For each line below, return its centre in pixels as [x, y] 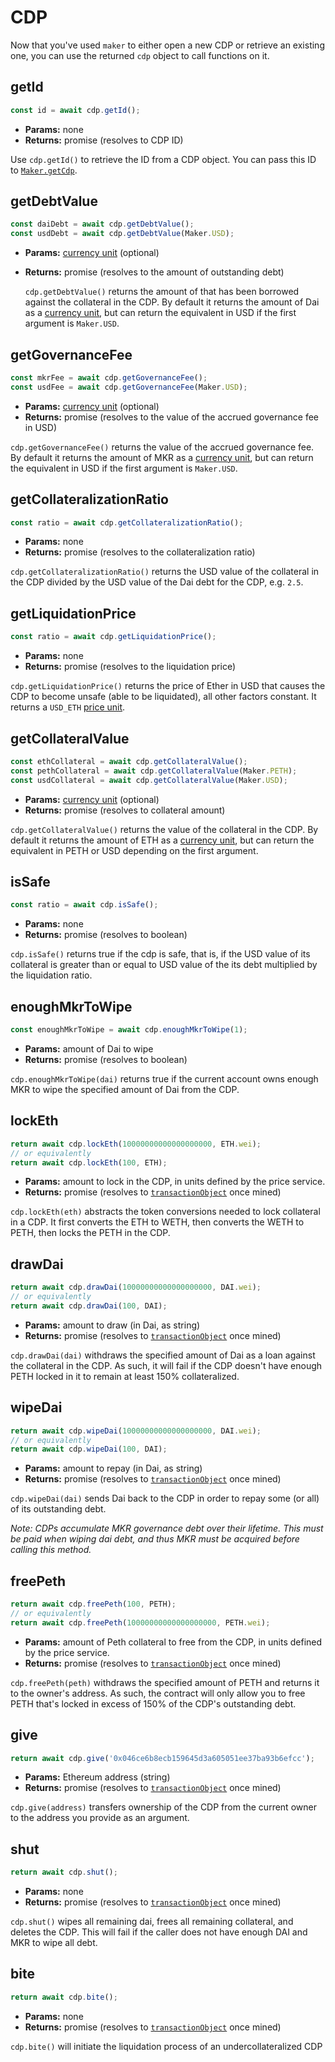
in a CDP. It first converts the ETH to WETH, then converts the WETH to [157, 1222]
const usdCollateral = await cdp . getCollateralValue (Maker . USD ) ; [149, 780]
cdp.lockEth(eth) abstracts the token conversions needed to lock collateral [165, 1212]
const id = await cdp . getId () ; [75, 110]
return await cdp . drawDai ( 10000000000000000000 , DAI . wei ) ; [136, 1287]
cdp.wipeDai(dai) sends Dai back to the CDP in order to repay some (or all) [165, 1498]
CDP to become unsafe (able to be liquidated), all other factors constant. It [163, 697]
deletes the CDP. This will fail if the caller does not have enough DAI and [159, 1932]
